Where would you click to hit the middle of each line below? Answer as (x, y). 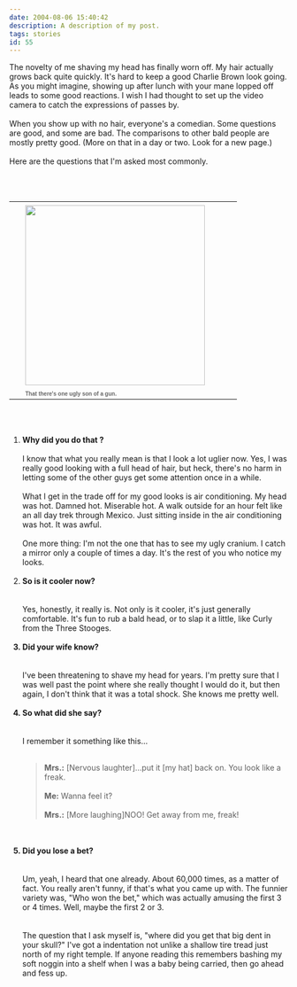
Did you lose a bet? (58, 851)
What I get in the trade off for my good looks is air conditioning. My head (154, 496)
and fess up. (45, 973)
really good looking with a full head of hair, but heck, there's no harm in (152, 468)
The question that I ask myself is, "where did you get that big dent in (146, 936)
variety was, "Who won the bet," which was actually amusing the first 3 (152, 898)
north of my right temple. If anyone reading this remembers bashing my (152, 954)
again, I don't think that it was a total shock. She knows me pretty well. (150, 694)
